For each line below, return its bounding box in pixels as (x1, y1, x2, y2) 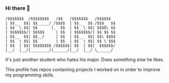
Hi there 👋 (5, 5, 31, 12)
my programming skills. (5, 72, 55, 78)
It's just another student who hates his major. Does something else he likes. (5, 56, 164, 63)
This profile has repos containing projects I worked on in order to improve (5, 67, 160, 73)
